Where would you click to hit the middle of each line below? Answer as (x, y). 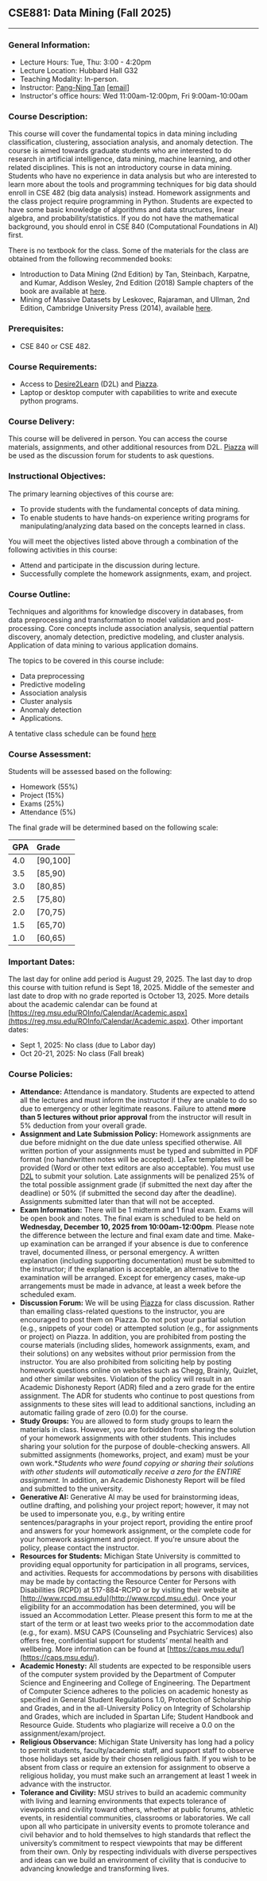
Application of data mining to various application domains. (103, 645)
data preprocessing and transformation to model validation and (111, 620)
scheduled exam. (48, 1294)
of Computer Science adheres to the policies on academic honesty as (134, 1691)
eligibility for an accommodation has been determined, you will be (128, 1606)
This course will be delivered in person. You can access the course (118, 439)
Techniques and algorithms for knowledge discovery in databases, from (126, 611)
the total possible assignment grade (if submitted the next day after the (136, 1184)
